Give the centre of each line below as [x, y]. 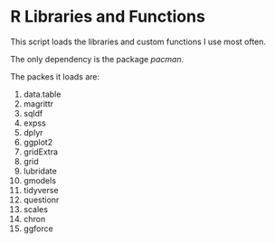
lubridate [40, 171]
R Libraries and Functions [108, 17]
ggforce [38, 229]
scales [36, 209]
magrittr [38, 103]
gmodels [40, 180]
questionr [41, 200]
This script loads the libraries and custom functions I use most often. [138, 42]
